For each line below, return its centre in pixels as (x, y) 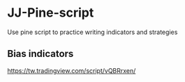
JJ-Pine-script (51, 13)
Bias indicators (40, 54)
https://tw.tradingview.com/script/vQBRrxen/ (72, 70)
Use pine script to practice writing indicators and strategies (92, 32)
